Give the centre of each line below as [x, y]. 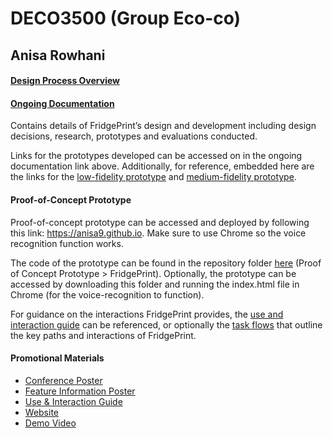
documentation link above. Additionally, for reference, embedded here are [162, 166]
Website [42, 412]
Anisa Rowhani [58, 55]
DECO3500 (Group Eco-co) [126, 18]
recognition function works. [67, 243]
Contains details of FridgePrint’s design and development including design [163, 126]
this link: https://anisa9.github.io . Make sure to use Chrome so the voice [158, 233]
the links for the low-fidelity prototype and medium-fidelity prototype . [153, 177]
